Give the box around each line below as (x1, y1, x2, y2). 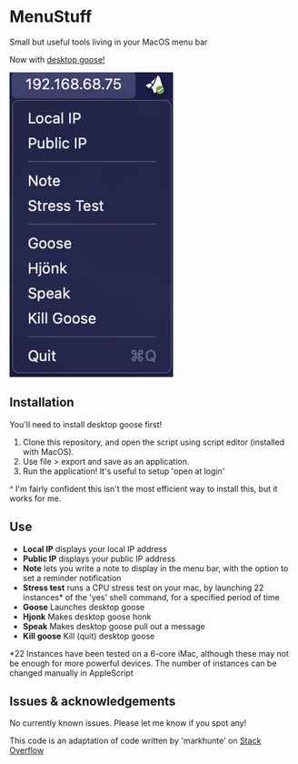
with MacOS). (22, 446, 74, 457)
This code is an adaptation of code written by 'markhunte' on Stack (9, 735, 262, 747)
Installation (9, 395, 74, 410)
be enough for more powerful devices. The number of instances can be (9, 658, 277, 668)
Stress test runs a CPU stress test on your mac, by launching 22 (22, 582, 264, 593)
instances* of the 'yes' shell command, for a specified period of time (22, 591, 280, 602)
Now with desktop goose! (9, 54, 105, 65)
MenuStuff (9, 6, 93, 27)
